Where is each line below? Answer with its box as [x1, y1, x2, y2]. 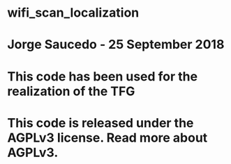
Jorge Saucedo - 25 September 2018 [7, 37, 225, 53]
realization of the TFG [7, 83, 135, 99]
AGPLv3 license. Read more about [7, 130, 208, 145]
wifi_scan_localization [7, 5, 140, 21]
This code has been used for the [7, 68, 198, 84]
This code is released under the [7, 115, 194, 131]
